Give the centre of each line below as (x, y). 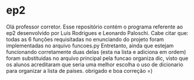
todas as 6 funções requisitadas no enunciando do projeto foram (85, 39)
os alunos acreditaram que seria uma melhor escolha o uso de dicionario (95, 64)
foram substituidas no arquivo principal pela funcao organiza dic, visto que (97, 58)
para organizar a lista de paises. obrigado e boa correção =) (79, 71)
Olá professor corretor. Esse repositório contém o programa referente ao (95, 27)
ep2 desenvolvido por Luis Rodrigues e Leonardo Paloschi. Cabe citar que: (97, 33)
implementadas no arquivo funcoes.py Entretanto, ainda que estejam (90, 46)
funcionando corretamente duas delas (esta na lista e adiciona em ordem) (96, 52)
